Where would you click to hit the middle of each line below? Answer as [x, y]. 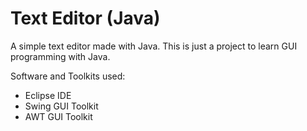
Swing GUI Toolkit [61, 106]
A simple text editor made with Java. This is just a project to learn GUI [154, 46]
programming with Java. [60, 56]
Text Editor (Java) [85, 18]
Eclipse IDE [48, 95]
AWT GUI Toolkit [58, 116]
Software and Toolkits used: [68, 76]
